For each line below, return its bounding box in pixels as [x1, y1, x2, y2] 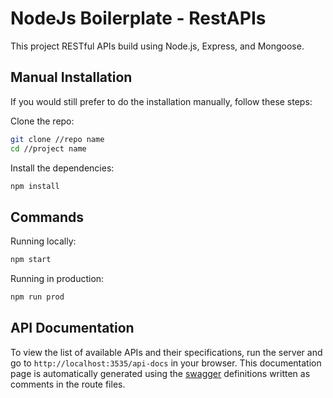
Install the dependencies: [10, 162, 115, 174]
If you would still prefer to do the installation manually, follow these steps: [10, 95, 313, 107]
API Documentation [10, 320, 135, 337]
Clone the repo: [10, 115, 75, 127]
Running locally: [10, 235, 77, 247]
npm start [10, 255, 52, 265]
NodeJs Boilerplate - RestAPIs [10, 7, 267, 30]
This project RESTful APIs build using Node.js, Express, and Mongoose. [10, 40, 305, 52]
